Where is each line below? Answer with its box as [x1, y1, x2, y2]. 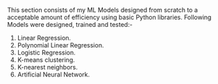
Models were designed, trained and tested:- [7, 21, 133, 28]
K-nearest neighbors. [17, 63, 78, 71]
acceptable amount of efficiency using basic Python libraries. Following [7, 13, 212, 21]
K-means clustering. [17, 56, 75, 64]
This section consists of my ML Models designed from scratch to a [7, 6, 198, 14]
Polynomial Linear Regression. [17, 41, 104, 49]
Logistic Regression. [17, 48, 76, 56]
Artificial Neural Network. [17, 70, 90, 78]
